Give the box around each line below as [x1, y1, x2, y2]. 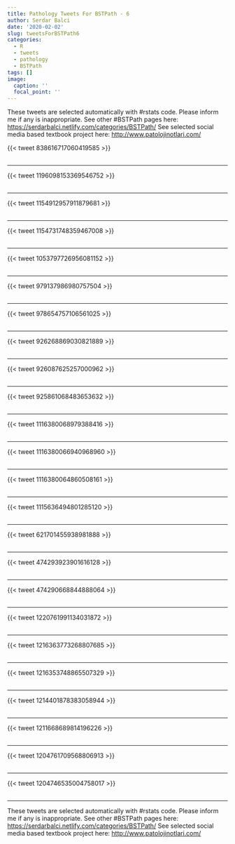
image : [7, 75, 27, 83]
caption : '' [13, 82, 49, 89]
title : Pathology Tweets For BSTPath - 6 [7, 10, 130, 18]
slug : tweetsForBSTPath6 [7, 29, 80, 37]
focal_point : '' [13, 88, 61, 95]
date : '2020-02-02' [7, 23, 64, 30]
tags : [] [7, 69, 33, 76]
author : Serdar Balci [7, 17, 71, 24]
